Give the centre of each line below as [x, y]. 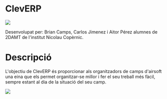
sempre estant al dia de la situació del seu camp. [56, 82]
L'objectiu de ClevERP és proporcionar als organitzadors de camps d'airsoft [83, 71]
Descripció [28, 57]
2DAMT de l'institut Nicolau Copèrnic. [45, 37]
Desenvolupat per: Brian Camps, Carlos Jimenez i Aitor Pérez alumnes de [81, 32]
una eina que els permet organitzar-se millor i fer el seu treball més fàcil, [80, 76]
